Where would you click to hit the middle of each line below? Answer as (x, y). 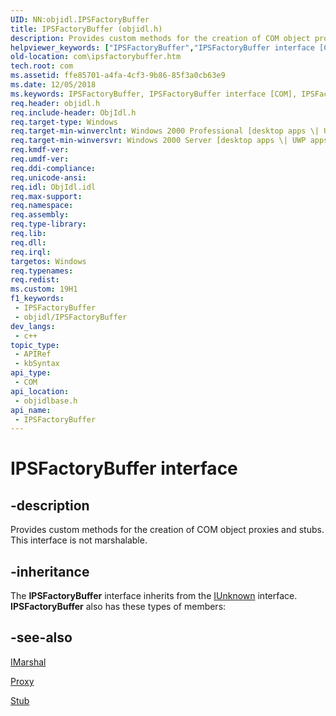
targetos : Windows (48, 261)
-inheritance (50, 571)
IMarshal (28, 662)
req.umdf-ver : (40, 159)
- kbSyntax (37, 364)
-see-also (41, 637)
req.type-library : (48, 224)
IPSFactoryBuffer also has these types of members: (118, 607)
